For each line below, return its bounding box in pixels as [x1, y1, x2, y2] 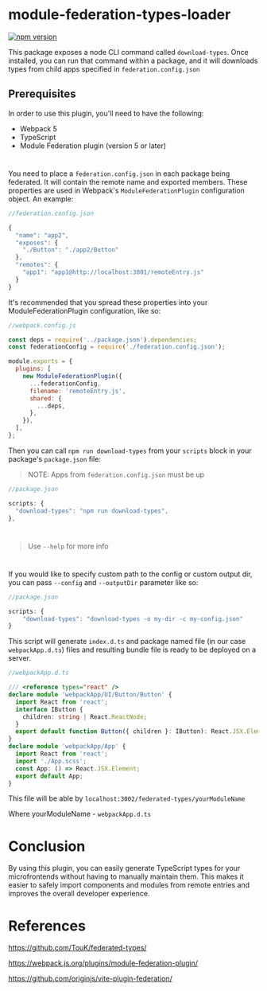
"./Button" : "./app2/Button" [22, 246, 119, 254]
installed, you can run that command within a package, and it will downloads [8, 56, 258, 65]
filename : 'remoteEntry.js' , [29, 387, 126, 395]
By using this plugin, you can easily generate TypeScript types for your [8, 864, 241, 873]
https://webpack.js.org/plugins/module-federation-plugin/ [8, 958, 199, 968]
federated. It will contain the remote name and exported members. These [8, 177, 248, 186]
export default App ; [15, 772, 83, 780]
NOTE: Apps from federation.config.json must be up [27, 470, 205, 479]
